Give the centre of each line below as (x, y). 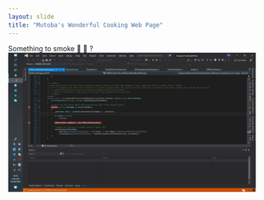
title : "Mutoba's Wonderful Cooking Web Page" (86, 25)
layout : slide (31, 17)
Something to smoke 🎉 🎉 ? (51, 48)
